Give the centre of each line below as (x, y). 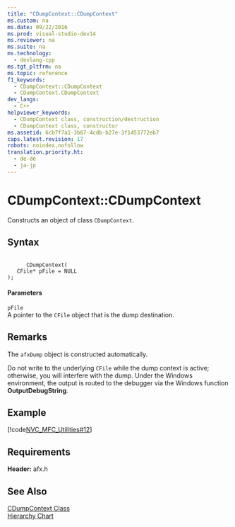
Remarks (28, 337)
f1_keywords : (26, 80)
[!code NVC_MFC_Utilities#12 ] (50, 430)
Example (27, 413)
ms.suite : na (26, 47)
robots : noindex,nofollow (45, 146)
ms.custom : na (28, 21)
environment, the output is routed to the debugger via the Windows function (118, 382)
